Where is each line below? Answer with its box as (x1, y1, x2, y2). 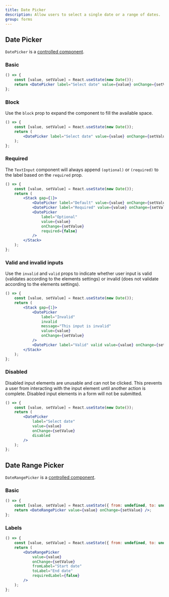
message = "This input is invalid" (41, 324, 112, 329)
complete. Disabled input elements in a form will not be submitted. (5, 391, 142, 397)
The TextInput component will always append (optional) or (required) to (5, 167, 159, 173)
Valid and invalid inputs (5, 259, 64, 266)
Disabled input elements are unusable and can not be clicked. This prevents (5, 380, 162, 386)
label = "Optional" (41, 214, 78, 219)
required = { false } (41, 229, 78, 234)
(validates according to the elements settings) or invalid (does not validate (5, 276, 159, 282)
